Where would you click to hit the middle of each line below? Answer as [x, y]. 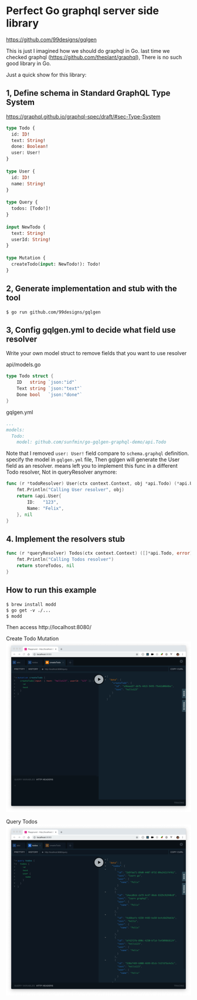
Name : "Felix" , [46, 508]
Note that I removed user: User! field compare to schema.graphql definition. [98, 454]
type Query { [22, 202]
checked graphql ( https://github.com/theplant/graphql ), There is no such [94, 57]
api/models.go [23, 364]
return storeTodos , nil [46, 565]
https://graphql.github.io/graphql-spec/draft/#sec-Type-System [83, 116]
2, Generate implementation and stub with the [92, 289]
